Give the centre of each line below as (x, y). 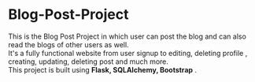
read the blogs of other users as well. (68, 44)
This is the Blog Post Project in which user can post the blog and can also (127, 36)
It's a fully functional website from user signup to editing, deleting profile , (128, 53)
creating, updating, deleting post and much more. (89, 61)
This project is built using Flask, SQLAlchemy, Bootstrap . (103, 69)
